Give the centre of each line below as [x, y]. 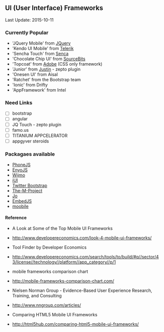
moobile [20, 206]
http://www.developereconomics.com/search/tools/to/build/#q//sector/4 [85, 257]
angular [20, 119]
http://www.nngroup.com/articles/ [47, 305]
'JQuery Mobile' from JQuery [41, 43]
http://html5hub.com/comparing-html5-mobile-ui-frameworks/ [75, 324]
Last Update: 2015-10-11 [29, 20]
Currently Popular [27, 32]
